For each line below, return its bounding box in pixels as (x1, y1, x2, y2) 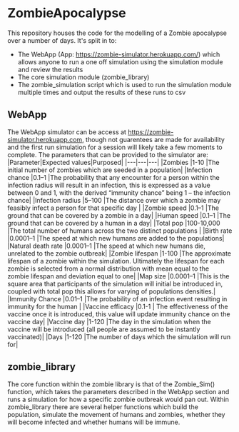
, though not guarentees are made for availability (81, 135, 225, 144)
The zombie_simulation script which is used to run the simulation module (17, 80, 232, 89)
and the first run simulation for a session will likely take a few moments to (7, 143, 223, 151)
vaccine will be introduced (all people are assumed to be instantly (7, 325, 200, 333)
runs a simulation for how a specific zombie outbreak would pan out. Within (7, 395, 230, 403)
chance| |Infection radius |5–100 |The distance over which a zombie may (7, 196, 221, 204)
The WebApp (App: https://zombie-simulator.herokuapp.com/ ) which (17, 50, 220, 59)
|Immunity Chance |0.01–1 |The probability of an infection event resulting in (7, 294, 228, 303)
